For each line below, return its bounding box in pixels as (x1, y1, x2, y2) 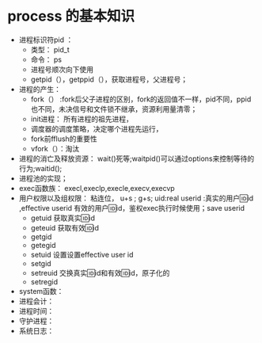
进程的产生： (18, 84, 61, 93)
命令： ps (30, 55, 63, 64)
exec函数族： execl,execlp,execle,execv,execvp (18, 183, 175, 192)
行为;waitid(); (18, 163, 63, 173)
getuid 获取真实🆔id (30, 213, 96, 223)
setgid (30, 258, 52, 268)
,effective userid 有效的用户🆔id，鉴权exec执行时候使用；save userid (18, 203, 245, 212)
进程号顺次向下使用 (30, 64, 94, 74)
